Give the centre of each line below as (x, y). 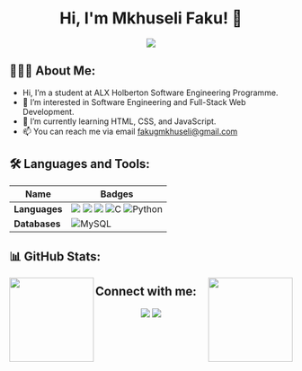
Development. (48, 111)
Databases (37, 224)
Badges (117, 194)
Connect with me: (147, 291)
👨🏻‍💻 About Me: (53, 71)
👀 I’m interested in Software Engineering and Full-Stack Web (134, 102)
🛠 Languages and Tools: (80, 164)
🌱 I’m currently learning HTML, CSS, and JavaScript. (119, 121)
